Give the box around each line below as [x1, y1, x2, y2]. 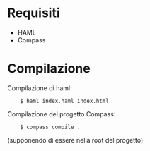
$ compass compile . [20, 123, 81, 131]
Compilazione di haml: [7, 83, 72, 92]
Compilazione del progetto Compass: [7, 109, 116, 118]
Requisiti [7, 5, 60, 21]
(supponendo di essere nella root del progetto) [7, 135, 144, 144]
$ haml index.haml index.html [20, 97, 110, 104]
